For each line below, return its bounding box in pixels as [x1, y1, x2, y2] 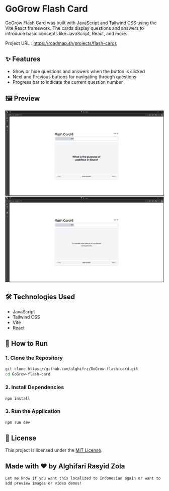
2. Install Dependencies [5, 384, 64, 391]
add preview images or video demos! [5, 481, 82, 486]
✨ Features [5, 55, 41, 64]
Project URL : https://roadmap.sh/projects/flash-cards [5, 40, 117, 46]
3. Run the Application [5, 408, 61, 415]
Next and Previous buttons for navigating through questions [12, 74, 137, 80]
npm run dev [5, 420, 30, 425]
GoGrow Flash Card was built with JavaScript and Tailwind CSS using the [5, 20, 157, 26]
